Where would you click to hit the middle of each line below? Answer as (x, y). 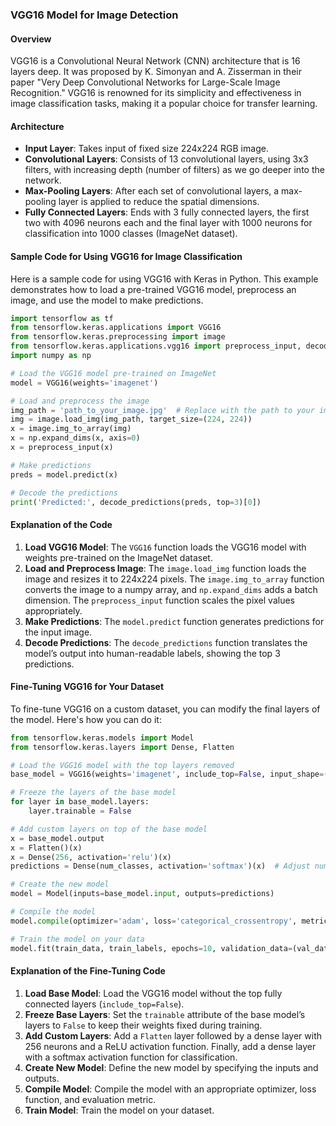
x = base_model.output (57, 838)
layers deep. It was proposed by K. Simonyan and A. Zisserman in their (156, 72)
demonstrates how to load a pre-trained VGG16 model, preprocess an (153, 289)
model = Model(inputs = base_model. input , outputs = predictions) (142, 894)
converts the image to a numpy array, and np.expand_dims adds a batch (171, 589)
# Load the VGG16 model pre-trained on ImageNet (113, 373)
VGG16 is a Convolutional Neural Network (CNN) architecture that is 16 (155, 61)
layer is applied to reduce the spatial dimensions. (159, 202)
